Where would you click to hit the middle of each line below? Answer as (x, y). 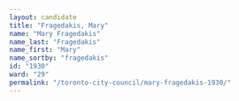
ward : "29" (29, 75)
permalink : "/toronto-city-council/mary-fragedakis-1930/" (120, 83)
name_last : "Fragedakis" (55, 42)
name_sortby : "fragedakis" (59, 58)
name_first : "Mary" (45, 50)
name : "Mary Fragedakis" (55, 33)
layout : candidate (43, 17)
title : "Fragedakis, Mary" (59, 25)
